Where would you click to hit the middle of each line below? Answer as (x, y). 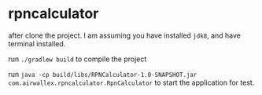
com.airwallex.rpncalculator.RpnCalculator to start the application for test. (131, 82)
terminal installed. (37, 43)
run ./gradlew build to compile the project (77, 59)
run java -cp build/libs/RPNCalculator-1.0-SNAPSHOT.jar (103, 74)
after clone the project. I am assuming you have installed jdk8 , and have (125, 35)
